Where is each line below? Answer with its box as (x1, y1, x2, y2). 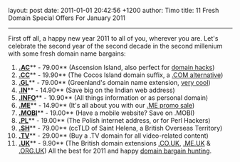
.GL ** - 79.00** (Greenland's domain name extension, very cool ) (18, 79, 211, 86)
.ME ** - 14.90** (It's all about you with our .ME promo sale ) (18, 101, 195, 109)
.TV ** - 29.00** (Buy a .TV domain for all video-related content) (18, 131, 209, 140)
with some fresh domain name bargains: (8, 49, 127, 58)
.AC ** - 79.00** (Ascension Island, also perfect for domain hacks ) (18, 64, 215, 71)
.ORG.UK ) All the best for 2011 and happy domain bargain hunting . (18, 146, 212, 155)
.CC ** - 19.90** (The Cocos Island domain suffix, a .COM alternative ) (18, 71, 224, 79)
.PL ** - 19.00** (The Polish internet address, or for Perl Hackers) (18, 116, 211, 124)
